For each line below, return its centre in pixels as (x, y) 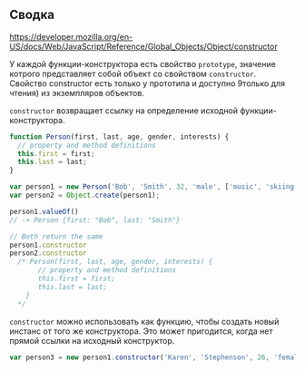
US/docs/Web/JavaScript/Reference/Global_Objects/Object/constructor (144, 46)
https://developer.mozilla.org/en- (71, 36)
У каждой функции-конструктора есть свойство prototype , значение (143, 63)
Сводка (32, 15)
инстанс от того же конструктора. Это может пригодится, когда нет (142, 331)
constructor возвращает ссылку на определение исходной (124, 110)
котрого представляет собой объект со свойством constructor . (133, 73)
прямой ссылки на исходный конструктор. (92, 340)
